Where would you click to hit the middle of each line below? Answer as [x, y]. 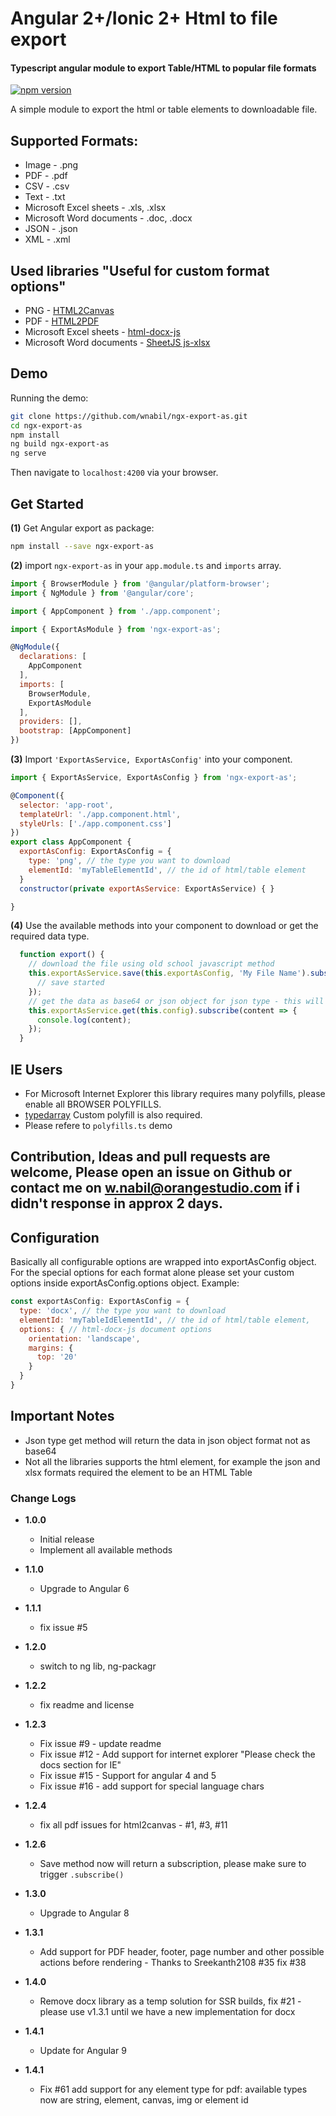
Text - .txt [45, 197]
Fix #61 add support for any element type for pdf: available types [173, 2089]
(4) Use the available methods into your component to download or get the [164, 926]
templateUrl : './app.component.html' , [100, 814]
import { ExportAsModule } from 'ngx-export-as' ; [116, 629]
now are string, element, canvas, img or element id [144, 2100]
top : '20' [57, 1357]
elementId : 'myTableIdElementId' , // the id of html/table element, [165, 1320]
